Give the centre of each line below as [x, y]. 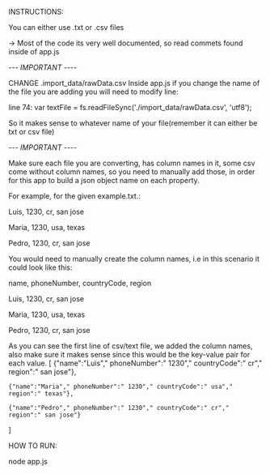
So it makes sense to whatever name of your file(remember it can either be [133, 123]
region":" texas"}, [41, 394]
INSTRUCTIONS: [36, 12]
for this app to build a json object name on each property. [104, 180]
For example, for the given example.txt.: [75, 196]
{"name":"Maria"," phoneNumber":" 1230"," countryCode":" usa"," [120, 386]
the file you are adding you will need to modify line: [93, 92]
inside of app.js [34, 51]
